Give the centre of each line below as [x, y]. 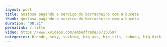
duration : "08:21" [24, 23]
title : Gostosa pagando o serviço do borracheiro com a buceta [72, 14]
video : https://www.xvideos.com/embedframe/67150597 [61, 32]
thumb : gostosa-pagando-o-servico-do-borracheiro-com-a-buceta [72, 19]
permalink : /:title [25, 28]
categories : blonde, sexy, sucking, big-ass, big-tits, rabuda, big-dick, [84, 37]
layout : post [19, 10]
